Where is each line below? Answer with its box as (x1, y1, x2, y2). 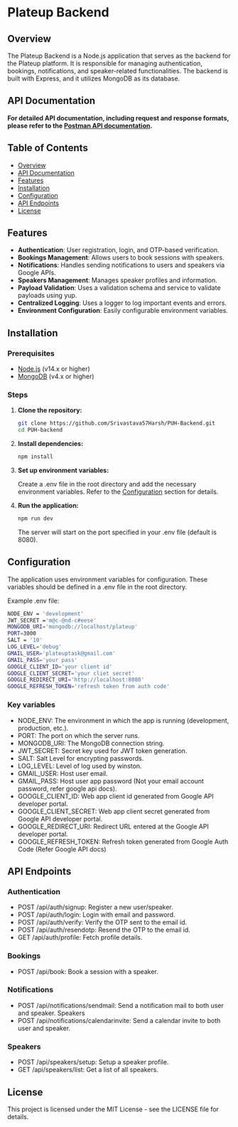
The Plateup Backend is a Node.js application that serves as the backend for (7, 51, 231, 60)
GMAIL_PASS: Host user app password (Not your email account (17, 777, 205, 785)
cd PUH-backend (17, 427, 63, 434)
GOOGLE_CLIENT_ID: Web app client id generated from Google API (17, 791, 215, 800)
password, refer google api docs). (17, 784, 117, 793)
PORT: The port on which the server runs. (17, 731, 140, 739)
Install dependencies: (17, 440, 84, 448)
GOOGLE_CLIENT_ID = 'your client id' (7, 663, 113, 670)
